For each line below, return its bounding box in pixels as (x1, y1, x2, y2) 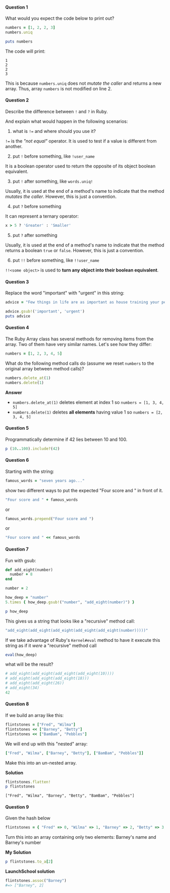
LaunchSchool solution (5, 868, 55, 875)
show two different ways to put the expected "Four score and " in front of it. (5, 487, 163, 493)
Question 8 (5, 701, 29, 707)
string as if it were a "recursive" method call (5, 642, 97, 648)
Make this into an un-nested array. (5, 760, 77, 766)
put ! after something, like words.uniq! (12, 178, 93, 185)
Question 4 (5, 325, 29, 331)
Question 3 (5, 279, 29, 285)
